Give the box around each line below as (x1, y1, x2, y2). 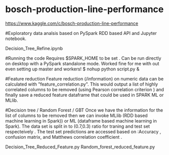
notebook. (5, 35, 27, 42)
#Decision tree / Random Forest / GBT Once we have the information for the (5, 107, 163, 113)
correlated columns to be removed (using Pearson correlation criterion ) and (5, 86, 164, 92)
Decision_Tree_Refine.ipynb (5, 45, 63, 51)
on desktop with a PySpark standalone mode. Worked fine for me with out (5, 60, 159, 66)
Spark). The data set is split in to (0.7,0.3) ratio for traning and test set (5, 123, 150, 129)
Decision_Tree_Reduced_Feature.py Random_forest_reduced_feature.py (5, 143, 155, 150)
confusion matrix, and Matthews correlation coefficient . (5, 134, 122, 140)
